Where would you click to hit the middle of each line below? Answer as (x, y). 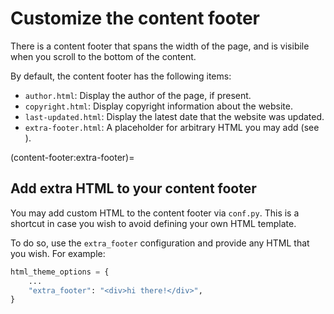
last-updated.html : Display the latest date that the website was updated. (174, 116)
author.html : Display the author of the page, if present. (138, 95)
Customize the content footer (135, 18)
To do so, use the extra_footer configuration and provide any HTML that (160, 243)
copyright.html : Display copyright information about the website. (159, 106)
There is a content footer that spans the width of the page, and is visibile (160, 46)
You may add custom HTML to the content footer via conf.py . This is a (155, 213)
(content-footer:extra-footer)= (72, 157)
